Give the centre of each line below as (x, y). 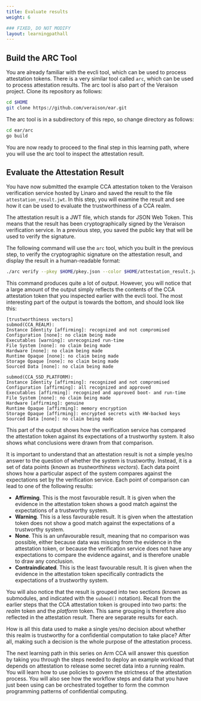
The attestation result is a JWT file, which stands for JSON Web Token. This (100, 217)
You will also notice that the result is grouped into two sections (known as (97, 592)
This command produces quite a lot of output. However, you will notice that (99, 283)
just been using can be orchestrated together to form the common (88, 685)
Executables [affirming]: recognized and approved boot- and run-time (96, 393)
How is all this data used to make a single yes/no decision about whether (96, 629)
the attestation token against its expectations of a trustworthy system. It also (100, 437)
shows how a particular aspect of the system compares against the (89, 474)
